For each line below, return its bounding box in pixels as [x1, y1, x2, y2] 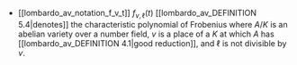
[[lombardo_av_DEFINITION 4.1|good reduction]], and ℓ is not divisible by [17, 37, 287, 48]
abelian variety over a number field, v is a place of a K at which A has [17, 28, 274, 39]
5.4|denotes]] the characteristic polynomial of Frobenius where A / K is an [17, 19, 288, 29]
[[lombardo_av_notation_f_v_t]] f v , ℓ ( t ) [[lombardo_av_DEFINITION [17, 8, 257, 20]
